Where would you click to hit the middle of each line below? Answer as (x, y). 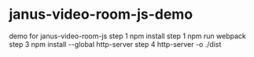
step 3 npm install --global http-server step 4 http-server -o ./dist (115, 44)
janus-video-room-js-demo (101, 14)
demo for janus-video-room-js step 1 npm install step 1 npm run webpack (128, 36)
